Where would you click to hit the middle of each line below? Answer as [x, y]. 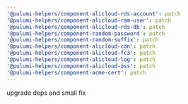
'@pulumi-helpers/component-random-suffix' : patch [83, 40]
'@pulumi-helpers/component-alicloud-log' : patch [81, 60]
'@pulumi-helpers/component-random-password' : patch [86, 33]
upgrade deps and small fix [46, 93]
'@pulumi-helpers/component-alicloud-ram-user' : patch [89, 20]
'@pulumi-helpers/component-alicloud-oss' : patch [81, 66]
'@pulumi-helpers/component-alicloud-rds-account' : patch [94, 14]
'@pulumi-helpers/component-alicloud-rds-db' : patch [86, 27]
